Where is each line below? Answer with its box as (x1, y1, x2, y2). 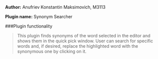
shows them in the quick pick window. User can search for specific (17, 38, 154, 44)
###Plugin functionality (5, 23, 53, 29)
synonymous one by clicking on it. (17, 49, 87, 54)
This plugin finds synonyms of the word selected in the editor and (17, 33, 151, 38)
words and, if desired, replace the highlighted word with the (17, 43, 138, 49)
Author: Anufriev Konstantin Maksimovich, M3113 (5, 4, 106, 10)
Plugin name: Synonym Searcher (5, 14, 73, 19)
